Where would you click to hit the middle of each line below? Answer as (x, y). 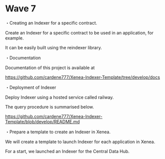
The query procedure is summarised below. (50, 107)
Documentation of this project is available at (50, 68)
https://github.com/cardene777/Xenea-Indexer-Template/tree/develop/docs (82, 77)
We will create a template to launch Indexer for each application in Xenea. (80, 142)
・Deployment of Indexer (31, 87)
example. (14, 38)
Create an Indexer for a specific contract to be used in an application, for (79, 33)
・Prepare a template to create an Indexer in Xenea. (58, 132)
